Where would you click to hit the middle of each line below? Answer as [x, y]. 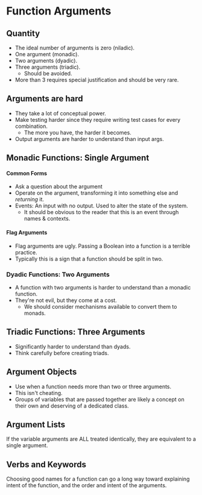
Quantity [23, 33]
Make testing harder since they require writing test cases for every [98, 119]
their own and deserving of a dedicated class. [72, 406]
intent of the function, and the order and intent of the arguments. [87, 485]
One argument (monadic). [47, 54]
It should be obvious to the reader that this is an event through [101, 212]
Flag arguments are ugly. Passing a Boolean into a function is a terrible [103, 246]
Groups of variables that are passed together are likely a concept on [100, 399]
